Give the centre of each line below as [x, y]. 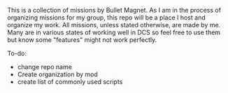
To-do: [17, 53]
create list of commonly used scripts [70, 82]
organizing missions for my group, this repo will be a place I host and [106, 17]
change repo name [44, 67]
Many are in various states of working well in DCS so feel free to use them [114, 32]
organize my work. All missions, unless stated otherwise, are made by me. [114, 25]
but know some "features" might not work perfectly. [82, 40]
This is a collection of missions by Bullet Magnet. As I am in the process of [114, 10]
